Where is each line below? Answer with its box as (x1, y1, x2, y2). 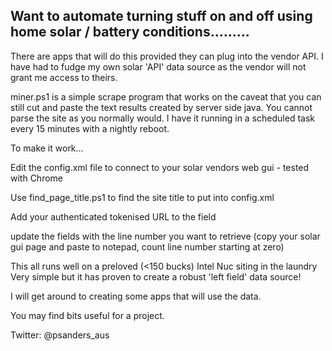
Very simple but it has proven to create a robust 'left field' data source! (10, 270, 302, 283)
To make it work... (10, 142, 84, 154)
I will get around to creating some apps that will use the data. (10, 290, 262, 302)
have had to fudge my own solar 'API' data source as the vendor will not (10, 60, 307, 73)
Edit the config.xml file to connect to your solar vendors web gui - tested (10, 161, 310, 173)
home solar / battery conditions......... (10, 24, 250, 41)
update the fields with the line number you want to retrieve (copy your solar (10, 230, 321, 242)
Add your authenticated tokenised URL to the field (10, 210, 217, 223)
